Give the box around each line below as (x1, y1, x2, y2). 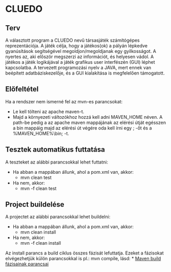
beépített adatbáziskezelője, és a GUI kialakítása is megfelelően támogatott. (5, 70, 165, 76)
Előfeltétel (5, 85, 39, 94)
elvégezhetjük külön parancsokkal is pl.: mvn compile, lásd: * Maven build (5, 256, 161, 262)
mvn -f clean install (20, 240, 61, 246)
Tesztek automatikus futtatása (5, 145, 105, 154)
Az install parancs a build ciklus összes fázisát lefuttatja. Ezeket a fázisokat (5, 250, 164, 256)
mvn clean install (20, 229, 56, 235)
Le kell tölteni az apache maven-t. (12, 108, 84, 115)
